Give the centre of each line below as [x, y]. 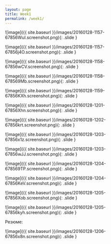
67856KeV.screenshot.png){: [34, 183]
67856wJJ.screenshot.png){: [34, 154]
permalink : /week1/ [25, 18]
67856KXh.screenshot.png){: [34, 96]
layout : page [18, 9]
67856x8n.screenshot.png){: [34, 237]
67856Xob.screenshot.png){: [34, 198]
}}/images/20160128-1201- [78, 105]
